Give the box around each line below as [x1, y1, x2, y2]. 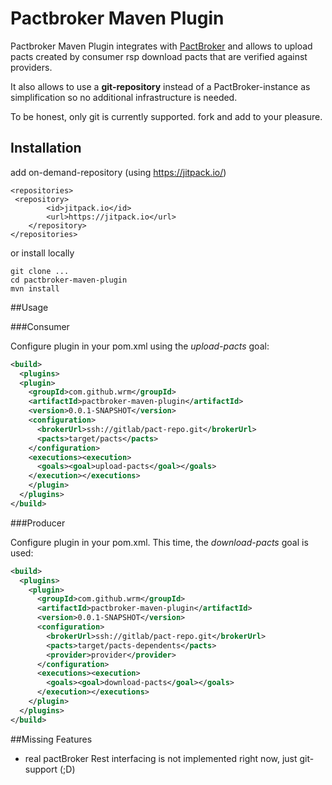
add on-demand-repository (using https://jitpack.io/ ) [10, 166, 227, 178]
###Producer [10, 517, 66, 529]
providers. [10, 61, 53, 73]
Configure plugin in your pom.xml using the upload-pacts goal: [10, 340, 270, 352]
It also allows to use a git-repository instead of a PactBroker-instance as [10, 80, 311, 92]
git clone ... [10, 266, 70, 276]
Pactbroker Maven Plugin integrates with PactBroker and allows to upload [10, 40, 313, 52]
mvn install [10, 283, 60, 294]
